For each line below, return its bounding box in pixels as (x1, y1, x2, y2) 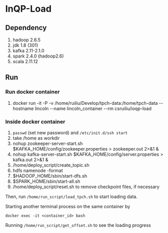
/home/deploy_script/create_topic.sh (12, 162, 90, 168)
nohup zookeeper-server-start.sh (12, 140, 83, 147)
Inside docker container (5, 118, 66, 125)
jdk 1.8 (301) (12, 42, 38, 48)
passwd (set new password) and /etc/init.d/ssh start (12, 129, 128, 135)
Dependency (5, 23, 47, 32)
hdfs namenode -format (12, 167, 63, 173)
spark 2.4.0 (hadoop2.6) (12, 53, 64, 59)
